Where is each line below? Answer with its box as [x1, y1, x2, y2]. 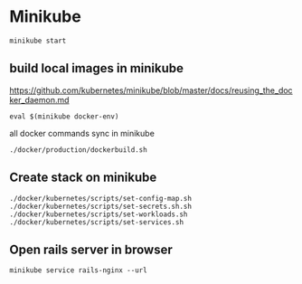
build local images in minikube [9, 61, 184, 76]
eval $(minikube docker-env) [9, 111, 119, 121]
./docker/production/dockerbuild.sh [9, 145, 147, 155]
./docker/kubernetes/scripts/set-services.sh [9, 217, 184, 227]
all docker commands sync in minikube [9, 128, 156, 138]
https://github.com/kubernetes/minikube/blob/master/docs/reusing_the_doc [9, 84, 293, 96]
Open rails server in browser [9, 241, 174, 257]
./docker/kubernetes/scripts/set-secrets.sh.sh [9, 202, 193, 211]
